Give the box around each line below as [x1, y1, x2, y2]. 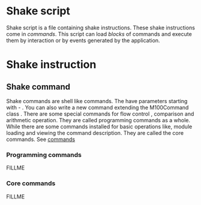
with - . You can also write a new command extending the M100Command [6, 104, 189, 111]
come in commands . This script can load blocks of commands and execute [6, 30, 192, 37]
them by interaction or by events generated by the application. [6, 37, 160, 44]
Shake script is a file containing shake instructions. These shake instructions [6, 24, 195, 31]
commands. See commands [6, 135, 76, 143]
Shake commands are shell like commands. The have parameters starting [6, 97, 188, 104]
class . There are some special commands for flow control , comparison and [6, 110, 194, 117]
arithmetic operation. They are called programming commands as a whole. [6, 116, 191, 123]
